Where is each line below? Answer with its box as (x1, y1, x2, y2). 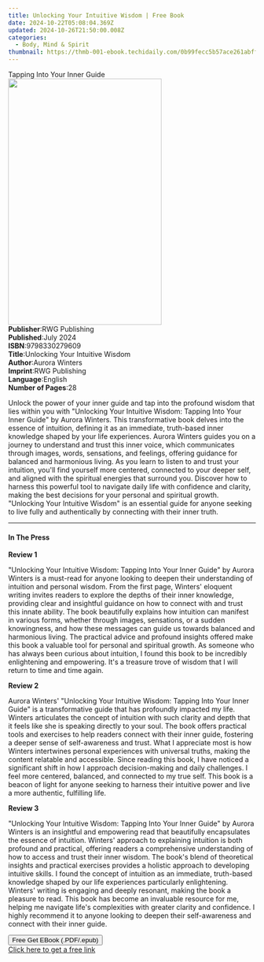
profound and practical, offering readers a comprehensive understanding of (8, 844, 254, 853)
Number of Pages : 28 (8, 383, 77, 392)
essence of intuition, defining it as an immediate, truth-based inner (8, 423, 224, 433)
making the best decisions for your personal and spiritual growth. (8, 490, 219, 500)
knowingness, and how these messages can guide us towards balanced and (8, 624, 255, 633)
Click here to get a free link (8, 945, 96, 954)
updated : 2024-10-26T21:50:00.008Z (8, 26, 125, 34)
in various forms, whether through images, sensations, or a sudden (8, 615, 225, 625)
